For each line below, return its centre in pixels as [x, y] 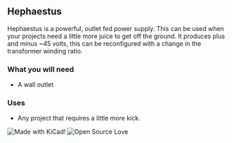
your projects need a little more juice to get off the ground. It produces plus [116, 36]
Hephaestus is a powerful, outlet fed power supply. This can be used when [116, 28]
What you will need [41, 69]
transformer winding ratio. [45, 51]
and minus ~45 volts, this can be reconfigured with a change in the [104, 43]
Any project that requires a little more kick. [79, 118]
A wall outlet [36, 85]
